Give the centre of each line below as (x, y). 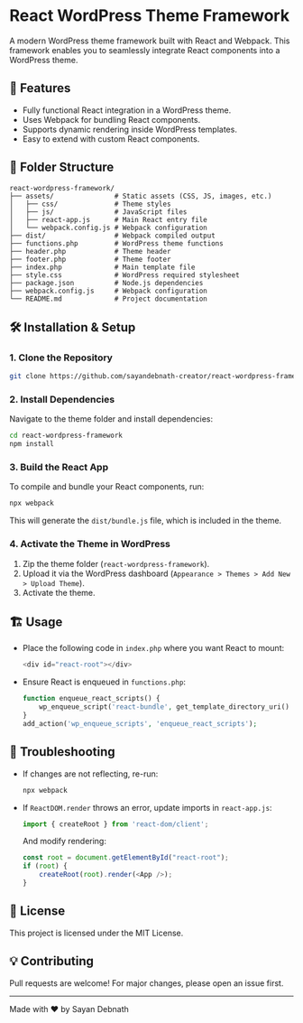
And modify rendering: (64, 842)
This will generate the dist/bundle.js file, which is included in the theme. (146, 521)
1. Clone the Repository (61, 358)
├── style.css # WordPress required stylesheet (125, 275)
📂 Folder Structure (62, 167)
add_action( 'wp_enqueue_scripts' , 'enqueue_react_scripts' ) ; (140, 723)
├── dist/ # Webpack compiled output (113, 236)
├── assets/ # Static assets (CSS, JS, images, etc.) (141, 196)
